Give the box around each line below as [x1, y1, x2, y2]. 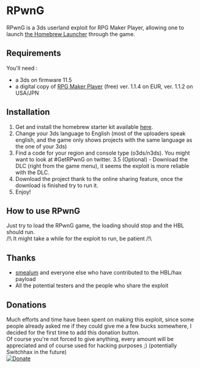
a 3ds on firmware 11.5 [15, 76, 72, 83]
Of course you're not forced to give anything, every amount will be [6, 336, 174, 342]
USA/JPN [15, 89, 39, 97]
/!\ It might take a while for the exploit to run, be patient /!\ [6, 235, 152, 242]
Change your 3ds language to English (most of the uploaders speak [15, 130, 186, 137]
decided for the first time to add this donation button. [6, 329, 140, 336]
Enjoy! [15, 188, 31, 196]
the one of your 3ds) [15, 142, 67, 150]
